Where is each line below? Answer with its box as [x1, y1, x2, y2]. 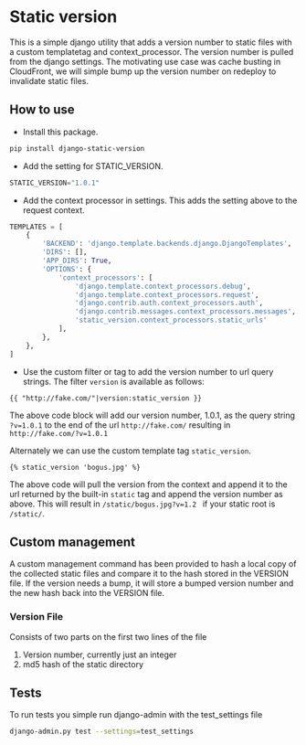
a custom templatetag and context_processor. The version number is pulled [9, 46, 294, 57]
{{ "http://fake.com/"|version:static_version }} [9, 393, 203, 403]
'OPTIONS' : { [42, 264, 92, 273]
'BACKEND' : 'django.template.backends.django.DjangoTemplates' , [42, 239, 292, 249]
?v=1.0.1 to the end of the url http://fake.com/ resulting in [9, 419, 231, 431]
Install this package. [22, 126, 99, 137]
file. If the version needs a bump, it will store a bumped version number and [9, 578, 294, 589]
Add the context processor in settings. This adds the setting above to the [22, 195, 298, 206]
